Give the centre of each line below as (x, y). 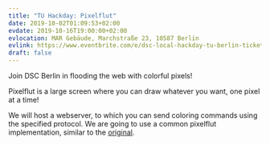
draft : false (30, 53)
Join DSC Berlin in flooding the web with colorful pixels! (100, 76)
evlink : (21, 46)
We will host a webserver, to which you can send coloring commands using (133, 115)
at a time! (24, 100)
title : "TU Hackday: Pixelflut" (62, 16)
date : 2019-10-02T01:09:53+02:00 (64, 23)
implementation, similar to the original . (72, 132)
